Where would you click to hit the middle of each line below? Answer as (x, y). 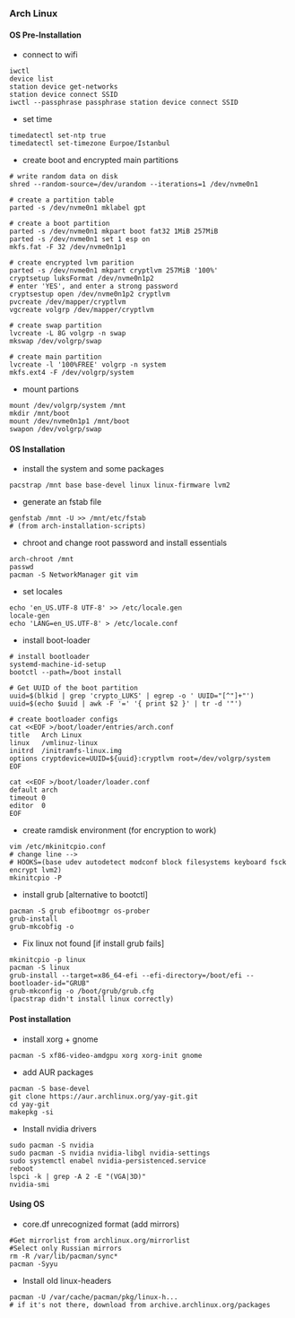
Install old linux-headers (67, 1280)
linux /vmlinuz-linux (54, 743)
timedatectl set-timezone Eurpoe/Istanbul (90, 143)
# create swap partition (56, 325)
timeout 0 (28, 798)
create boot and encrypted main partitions (100, 160)
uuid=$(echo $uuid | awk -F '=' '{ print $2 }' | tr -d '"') (126, 704)
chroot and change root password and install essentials (124, 543)
